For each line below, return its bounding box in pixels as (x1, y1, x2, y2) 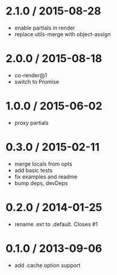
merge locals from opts (14, 160, 73, 167)
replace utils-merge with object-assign (14, 30, 111, 37)
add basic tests (14, 166, 52, 174)
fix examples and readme (14, 173, 78, 180)
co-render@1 (14, 71, 48, 79)
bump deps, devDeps (14, 179, 68, 186)
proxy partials (14, 119, 49, 126)
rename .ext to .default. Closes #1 (14, 220, 98, 227)
